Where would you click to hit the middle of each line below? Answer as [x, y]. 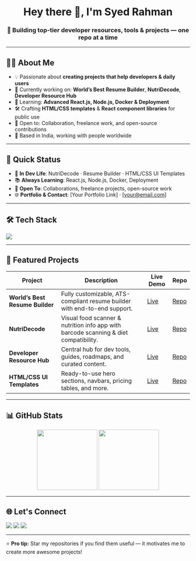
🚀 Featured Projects [43, 260]
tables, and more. [85, 388]
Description [101, 280]
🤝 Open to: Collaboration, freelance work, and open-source [86, 123]
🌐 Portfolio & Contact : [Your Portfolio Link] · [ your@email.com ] [90, 195]
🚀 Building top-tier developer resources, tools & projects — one [98, 30]
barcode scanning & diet [94, 333]
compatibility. [79, 340]
